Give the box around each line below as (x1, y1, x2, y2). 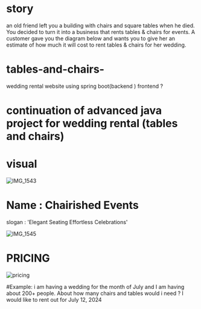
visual (6, 157, 37, 171)
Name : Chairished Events (6, 199, 139, 212)
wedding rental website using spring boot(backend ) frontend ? (6, 82, 164, 90)
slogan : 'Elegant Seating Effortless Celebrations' (6, 218, 128, 225)
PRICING (6, 251, 50, 265)
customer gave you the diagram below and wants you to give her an (6, 35, 176, 42)
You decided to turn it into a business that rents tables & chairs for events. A (6, 28, 195, 35)
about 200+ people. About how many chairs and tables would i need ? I (6, 290, 184, 297)
